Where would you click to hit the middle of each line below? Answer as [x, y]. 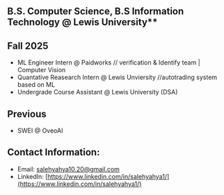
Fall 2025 [28, 45]
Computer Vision [41, 70]
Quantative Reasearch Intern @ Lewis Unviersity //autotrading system [117, 77]
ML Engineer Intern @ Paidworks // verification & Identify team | [109, 62]
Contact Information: [54, 152]
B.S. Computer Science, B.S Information [96, 11]
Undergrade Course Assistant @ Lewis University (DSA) [97, 92]
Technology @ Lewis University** [82, 23]
